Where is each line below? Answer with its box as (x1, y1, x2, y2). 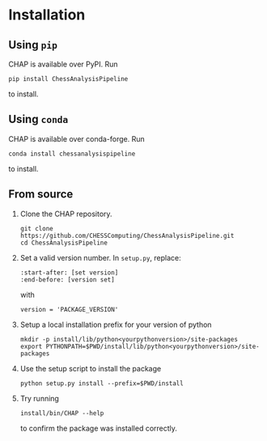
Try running (19, 393, 59, 403)
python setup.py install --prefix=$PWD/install (19, 379, 184, 388)
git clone (19, 224, 54, 232)
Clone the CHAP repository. (19, 209, 112, 218)
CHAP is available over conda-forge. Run (8, 134, 146, 143)
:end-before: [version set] (19, 275, 115, 284)
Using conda (8, 112, 69, 126)
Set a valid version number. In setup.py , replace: (19, 252, 181, 262)
